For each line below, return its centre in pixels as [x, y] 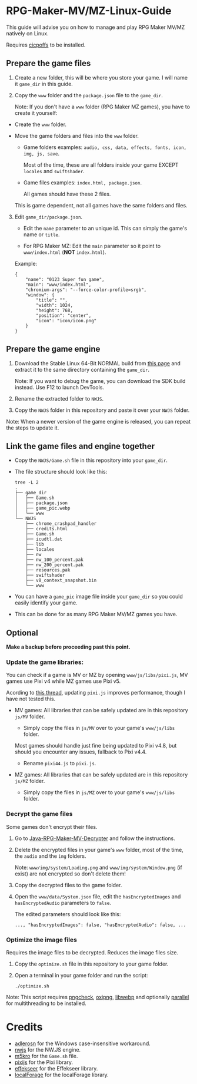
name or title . [41, 234]
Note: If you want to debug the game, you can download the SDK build [100, 381]
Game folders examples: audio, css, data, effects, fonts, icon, [105, 147]
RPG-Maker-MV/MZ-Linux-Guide [89, 11]
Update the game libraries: [45, 662]
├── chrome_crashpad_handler [61, 524]
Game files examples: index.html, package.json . [83, 182]
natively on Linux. [27, 33]
